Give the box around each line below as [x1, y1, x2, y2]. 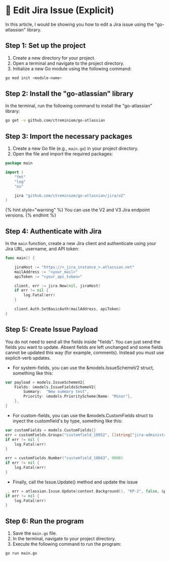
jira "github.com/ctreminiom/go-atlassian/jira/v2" [14, 193, 125, 198]
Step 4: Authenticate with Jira [5, 227, 102, 235]
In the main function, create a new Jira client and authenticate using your [5, 241, 157, 247]
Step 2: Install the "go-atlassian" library [5, 90, 134, 98]
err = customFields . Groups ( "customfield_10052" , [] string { [5, 432, 133, 437]
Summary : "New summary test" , [23, 389, 90, 394]
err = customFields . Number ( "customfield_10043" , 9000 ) [5, 456, 123, 461]
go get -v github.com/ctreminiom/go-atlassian [5, 118, 105, 123]
